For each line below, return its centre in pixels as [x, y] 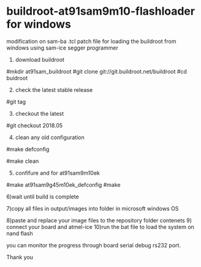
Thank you [20, 257]
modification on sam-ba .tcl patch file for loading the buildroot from [91, 41]
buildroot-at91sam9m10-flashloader [100, 11]
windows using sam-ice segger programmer [62, 48]
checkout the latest [40, 113]
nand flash [20, 233]
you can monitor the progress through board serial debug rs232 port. [94, 245]
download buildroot [40, 59]
